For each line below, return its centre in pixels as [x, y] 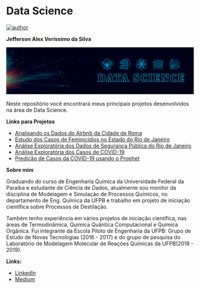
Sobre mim [20, 170]
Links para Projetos [31, 121]
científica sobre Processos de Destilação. [57, 206]
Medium [25, 279]
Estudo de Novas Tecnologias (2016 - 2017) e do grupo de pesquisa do [93, 237]
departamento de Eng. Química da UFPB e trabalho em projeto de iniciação [98, 200]
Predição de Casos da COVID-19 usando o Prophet [77, 158]
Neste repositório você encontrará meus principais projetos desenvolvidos [98, 104]
